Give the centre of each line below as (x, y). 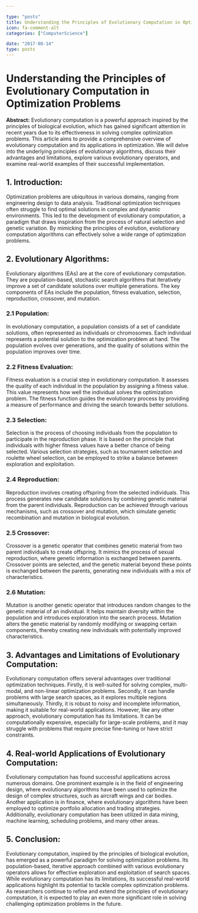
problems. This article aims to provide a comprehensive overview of (88, 139)
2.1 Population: (28, 313)
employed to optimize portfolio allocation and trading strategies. (84, 808)
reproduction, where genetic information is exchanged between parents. (94, 558)
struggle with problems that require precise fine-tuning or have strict (89, 729)
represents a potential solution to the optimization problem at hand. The (93, 339)
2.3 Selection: (27, 420)
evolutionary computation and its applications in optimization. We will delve (97, 145)
